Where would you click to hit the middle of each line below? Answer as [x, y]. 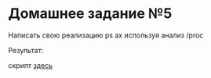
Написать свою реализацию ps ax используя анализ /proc [106, 35]
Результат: [26, 50]
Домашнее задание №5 [90, 14]
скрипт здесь [31, 65]
